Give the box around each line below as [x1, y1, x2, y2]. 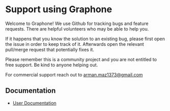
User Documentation [12, 100, 57, 106]
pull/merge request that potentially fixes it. [5, 46, 94, 52]
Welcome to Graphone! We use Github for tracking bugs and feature [5, 20, 149, 26]
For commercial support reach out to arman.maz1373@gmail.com [5, 71, 143, 77]
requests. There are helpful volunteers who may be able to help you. [5, 25, 149, 32]
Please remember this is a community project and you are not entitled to [5, 56, 157, 62]
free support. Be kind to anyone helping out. [5, 62, 98, 68]
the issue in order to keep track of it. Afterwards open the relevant [5, 41, 144, 47]
